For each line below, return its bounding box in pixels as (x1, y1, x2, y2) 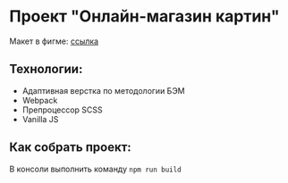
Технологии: (9, 62, 83, 77)
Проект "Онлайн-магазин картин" (9, 6, 280, 27)
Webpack (21, 95, 58, 105)
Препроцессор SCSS (21, 104, 103, 115)
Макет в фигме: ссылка (9, 36, 99, 46)
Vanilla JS (21, 113, 59, 124)
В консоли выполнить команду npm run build (9, 163, 182, 174)
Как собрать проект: (9, 140, 131, 155)
